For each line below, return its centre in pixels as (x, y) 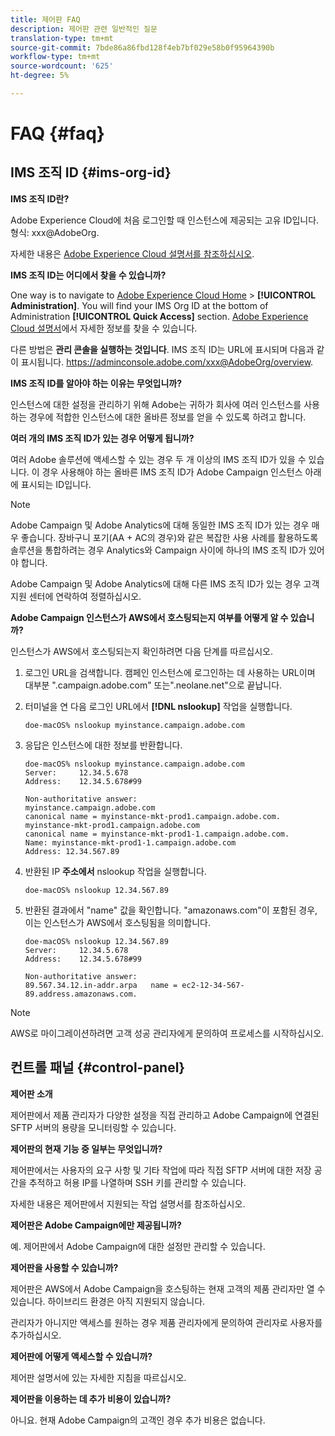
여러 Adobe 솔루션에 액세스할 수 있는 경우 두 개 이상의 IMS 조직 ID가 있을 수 (158, 459)
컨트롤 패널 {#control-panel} (98, 1067)
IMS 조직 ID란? (40, 198)
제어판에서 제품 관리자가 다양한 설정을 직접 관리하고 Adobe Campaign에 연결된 (165, 1115)
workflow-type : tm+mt (55, 57)
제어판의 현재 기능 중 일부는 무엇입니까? (86, 1148)
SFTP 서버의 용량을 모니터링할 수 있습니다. (93, 1127)
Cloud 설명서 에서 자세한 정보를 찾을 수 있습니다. (104, 328)
